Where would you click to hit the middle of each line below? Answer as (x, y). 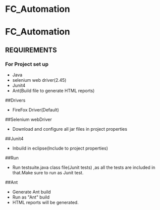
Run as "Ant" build (31, 197)
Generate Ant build (31, 192)
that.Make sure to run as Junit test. (48, 173)
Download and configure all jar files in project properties (70, 129)
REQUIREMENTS (31, 50)
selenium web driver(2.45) (39, 80)
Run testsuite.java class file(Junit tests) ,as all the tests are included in (84, 167)
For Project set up (27, 64)
